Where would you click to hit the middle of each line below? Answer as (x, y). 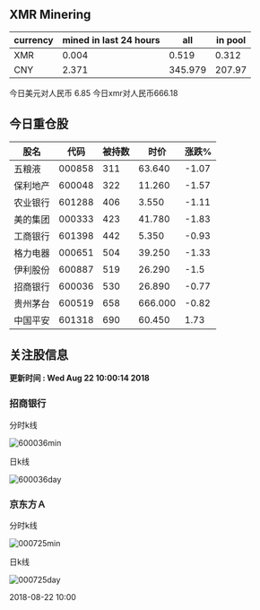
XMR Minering (50, 15)
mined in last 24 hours (111, 39)
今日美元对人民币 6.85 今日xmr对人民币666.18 (94, 92)
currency (34, 39)
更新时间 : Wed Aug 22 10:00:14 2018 (79, 378)
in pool (231, 39)
